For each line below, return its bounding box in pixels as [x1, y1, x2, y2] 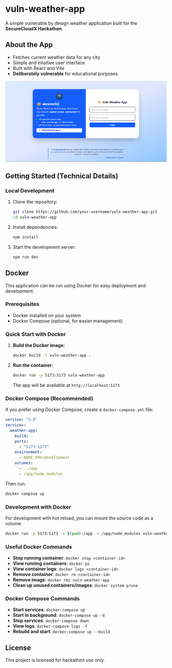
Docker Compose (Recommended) [5, 395, 93, 402]
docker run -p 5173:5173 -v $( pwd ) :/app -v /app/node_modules [5, 531, 141, 536]
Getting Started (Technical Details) [5, 172, 119, 180]
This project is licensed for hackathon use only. [5, 657, 105, 663]
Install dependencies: [12, 224, 58, 230]
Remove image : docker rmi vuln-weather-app [12, 577, 110, 583]
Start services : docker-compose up [12, 607, 85, 613]
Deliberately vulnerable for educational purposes [12, 70, 118, 77]
